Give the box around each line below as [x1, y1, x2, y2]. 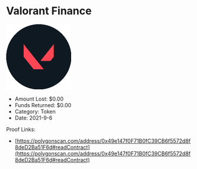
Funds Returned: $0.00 [14, 101, 72, 108]
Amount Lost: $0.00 [14, 95, 64, 102]
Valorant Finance [6, 4, 92, 18]
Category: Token [14, 108, 56, 115]
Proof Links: [6, 126, 36, 133]
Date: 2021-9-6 [14, 114, 53, 121]
